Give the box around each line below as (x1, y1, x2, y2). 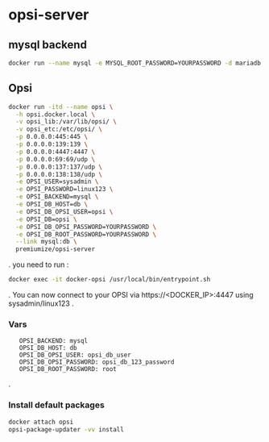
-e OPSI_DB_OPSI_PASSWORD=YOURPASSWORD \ (15, 223, 157, 231)
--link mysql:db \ (15, 238, 78, 246)
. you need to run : (8, 260, 69, 269)
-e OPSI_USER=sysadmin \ (15, 177, 99, 186)
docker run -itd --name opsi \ (8, 102, 114, 110)
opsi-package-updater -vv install (8, 425, 125, 433)
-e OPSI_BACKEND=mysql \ (15, 193, 99, 201)
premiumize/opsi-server (15, 245, 95, 253)
